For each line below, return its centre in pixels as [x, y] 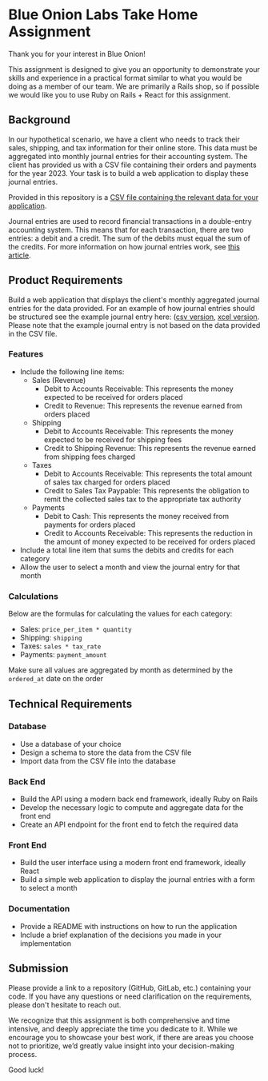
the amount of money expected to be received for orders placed [150, 541]
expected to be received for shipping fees [113, 439]
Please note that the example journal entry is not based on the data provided [134, 325]
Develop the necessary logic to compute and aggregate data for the [132, 808]
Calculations [33, 596]
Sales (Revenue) [59, 380]
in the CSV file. [33, 333]
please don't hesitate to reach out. [65, 1004]
